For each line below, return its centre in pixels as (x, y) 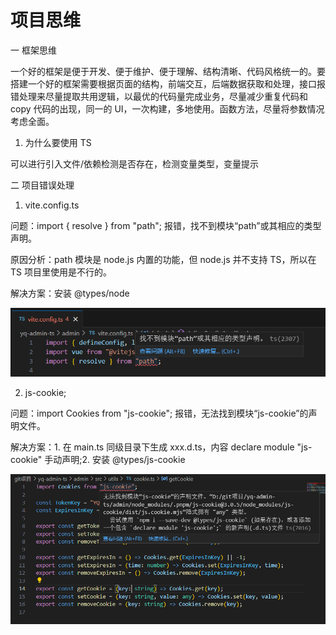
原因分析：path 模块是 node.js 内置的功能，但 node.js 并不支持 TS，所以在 (163, 259)
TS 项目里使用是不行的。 (61, 272)
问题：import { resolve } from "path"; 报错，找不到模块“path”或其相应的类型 (166, 225)
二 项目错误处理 (42, 185)
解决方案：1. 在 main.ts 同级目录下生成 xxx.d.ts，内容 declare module (152, 447)
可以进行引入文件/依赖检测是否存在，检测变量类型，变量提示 (135, 163)
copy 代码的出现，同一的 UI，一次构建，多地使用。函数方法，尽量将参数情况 (167, 108)
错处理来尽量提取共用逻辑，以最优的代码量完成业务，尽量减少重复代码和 (159, 96)
